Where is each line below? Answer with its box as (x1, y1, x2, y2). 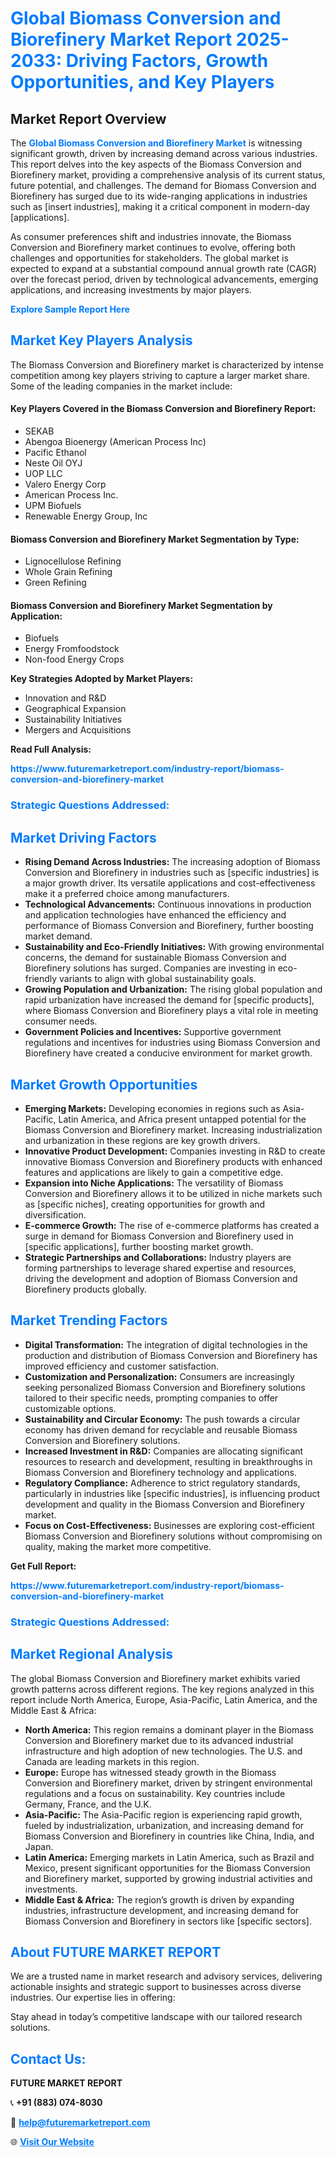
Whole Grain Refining (24, 566, 113, 578)
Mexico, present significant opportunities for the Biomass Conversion (24, 1862, 311, 1874)
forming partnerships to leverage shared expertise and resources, (24, 1262, 297, 1274)
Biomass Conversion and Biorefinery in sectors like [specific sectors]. (24, 1915, 312, 1927)
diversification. (24, 1208, 87, 1221)
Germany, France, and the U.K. (24, 1798, 152, 1810)
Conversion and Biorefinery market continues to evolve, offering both (10, 242, 296, 253)
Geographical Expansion (24, 703, 127, 715)
